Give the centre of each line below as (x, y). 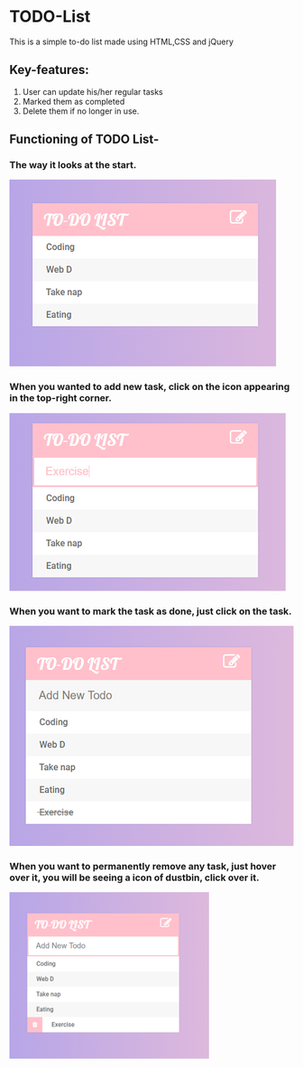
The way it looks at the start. (73, 165)
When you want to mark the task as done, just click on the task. (151, 611)
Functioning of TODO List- (84, 139)
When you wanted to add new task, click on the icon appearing (150, 387)
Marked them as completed (73, 101)
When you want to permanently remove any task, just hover (143, 866)
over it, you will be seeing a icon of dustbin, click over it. (134, 878)
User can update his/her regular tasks (93, 91)
